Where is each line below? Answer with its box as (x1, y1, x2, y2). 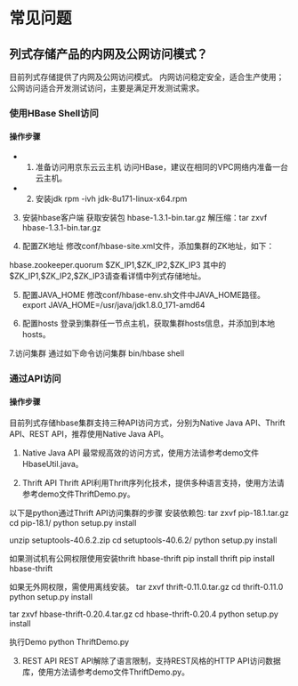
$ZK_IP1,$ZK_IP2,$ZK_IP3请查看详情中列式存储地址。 (9, 270, 206, 281)
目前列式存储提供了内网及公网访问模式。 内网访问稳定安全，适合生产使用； (9, 72, 285, 82)
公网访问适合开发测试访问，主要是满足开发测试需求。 (9, 83, 205, 93)
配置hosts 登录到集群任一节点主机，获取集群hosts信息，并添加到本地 (21, 318, 276, 329)
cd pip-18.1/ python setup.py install (9, 518, 137, 529)
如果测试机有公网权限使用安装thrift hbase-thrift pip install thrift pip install (9, 553, 276, 564)
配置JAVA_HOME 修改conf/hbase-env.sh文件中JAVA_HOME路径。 (21, 290, 265, 301)
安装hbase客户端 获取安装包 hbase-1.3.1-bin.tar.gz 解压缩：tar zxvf (21, 213, 268, 223)
